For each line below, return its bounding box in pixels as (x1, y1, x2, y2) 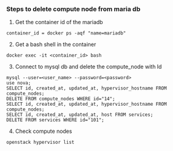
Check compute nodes (15, 127, 72, 135)
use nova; (6, 80, 32, 86)
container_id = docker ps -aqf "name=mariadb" (6, 30, 126, 36)
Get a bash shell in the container (15, 41, 97, 48)
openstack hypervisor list (6, 140, 75, 146)
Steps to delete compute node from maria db (6, 5, 141, 13)
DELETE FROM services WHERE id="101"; (6, 117, 104, 123)
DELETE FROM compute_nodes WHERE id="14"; (6, 96, 115, 102)
